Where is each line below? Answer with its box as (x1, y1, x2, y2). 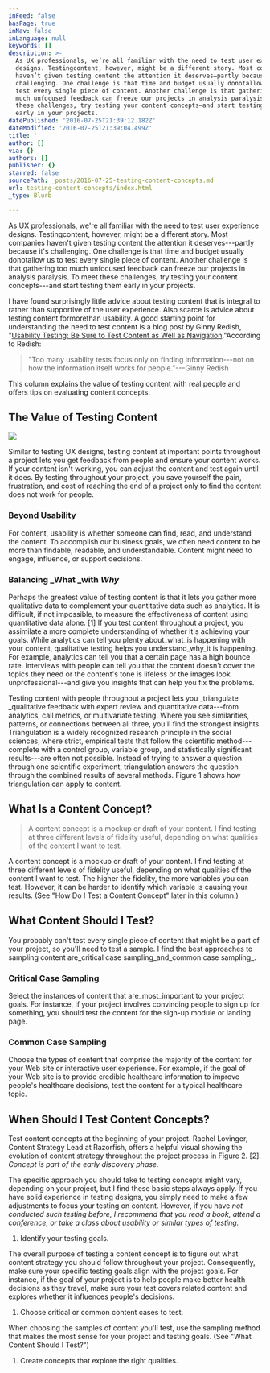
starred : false (8, 169, 59, 177)
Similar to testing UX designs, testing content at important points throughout (8, 447, 261, 457)
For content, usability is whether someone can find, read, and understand (8, 528, 252, 538)
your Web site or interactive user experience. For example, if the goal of (8, 1064, 247, 1073)
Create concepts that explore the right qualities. (19, 1356, 178, 1366)
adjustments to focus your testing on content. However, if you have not (8, 1201, 243, 1210)
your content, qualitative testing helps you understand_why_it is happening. (8, 643, 258, 653)
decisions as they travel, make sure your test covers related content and (8, 1284, 247, 1293)
